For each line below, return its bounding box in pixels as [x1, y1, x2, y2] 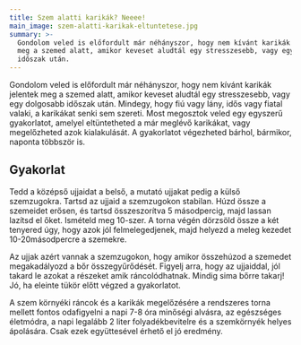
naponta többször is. [9, 136, 86, 147]
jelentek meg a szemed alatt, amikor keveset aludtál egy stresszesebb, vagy [9, 89, 291, 99]
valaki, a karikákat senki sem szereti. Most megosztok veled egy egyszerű [9, 108, 284, 118]
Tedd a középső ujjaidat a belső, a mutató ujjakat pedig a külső [9, 185, 241, 197]
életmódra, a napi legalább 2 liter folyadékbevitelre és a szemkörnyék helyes [9, 315, 292, 327]
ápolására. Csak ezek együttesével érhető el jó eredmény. [9, 325, 224, 336]
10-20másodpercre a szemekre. [9, 234, 127, 245]
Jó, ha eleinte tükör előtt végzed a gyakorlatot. [9, 280, 181, 290]
